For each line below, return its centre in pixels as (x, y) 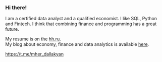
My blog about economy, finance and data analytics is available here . (77, 44)
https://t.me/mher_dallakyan (35, 54)
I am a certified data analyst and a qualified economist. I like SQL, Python (81, 19)
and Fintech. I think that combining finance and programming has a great (81, 24)
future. (12, 29)
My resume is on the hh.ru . (33, 39)
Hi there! (16, 8)
